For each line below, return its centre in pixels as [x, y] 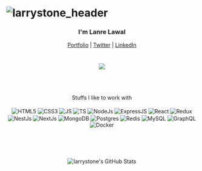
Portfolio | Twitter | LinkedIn [102, 45]
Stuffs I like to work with [102, 98]
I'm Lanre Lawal [102, 32]
